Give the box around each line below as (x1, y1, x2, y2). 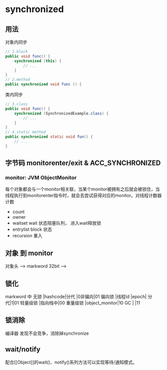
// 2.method (5, 77, 30, 82)
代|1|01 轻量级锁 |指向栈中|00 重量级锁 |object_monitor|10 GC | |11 (5, 300, 140, 306)
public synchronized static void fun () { (5, 134, 93, 139)
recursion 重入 (12, 233, 43, 239)
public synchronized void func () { (5, 82, 82, 87)
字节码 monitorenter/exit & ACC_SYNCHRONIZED (5, 159, 161, 167)
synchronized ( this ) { (14, 58, 62, 63)
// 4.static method (5, 130, 46, 135)
